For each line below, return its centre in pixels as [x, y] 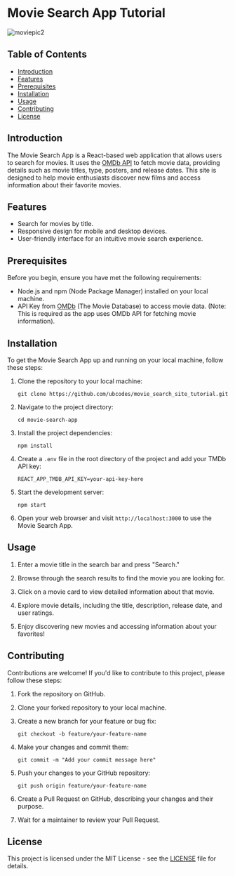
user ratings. [36, 613]
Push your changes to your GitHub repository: [84, 773]
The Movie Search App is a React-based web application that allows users [115, 155]
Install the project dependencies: [65, 433]
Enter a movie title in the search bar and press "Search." [99, 564]
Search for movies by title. [55, 224]
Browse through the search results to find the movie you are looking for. [121, 578]
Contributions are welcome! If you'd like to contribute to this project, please [116, 672]
